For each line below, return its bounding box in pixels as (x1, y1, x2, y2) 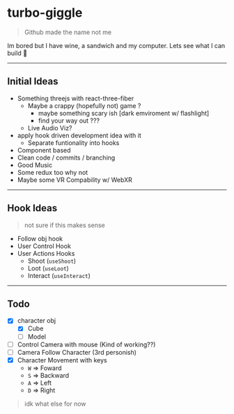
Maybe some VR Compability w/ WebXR (17, 176, 132, 184)
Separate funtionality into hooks (27, 138, 120, 147)
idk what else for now (24, 399, 86, 408)
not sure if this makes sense (24, 221, 106, 229)
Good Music (17, 160, 53, 169)
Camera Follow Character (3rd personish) (17, 348, 137, 356)
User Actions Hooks (17, 249, 75, 257)
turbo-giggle (7, 5, 83, 21)
